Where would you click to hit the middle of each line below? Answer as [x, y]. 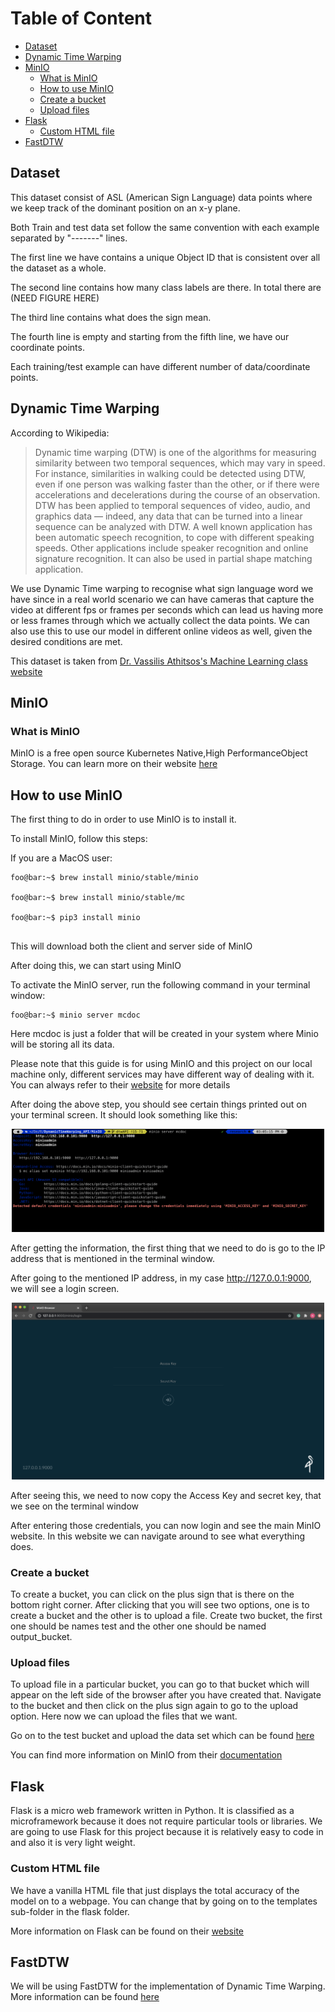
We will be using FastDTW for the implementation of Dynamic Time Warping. [168, 1986]
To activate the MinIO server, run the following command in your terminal [160, 985]
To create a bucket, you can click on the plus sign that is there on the [152, 1594]
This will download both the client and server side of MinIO [131, 946]
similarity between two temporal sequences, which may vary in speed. [180, 463]
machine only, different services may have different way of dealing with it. [162, 1074]
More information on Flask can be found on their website [127, 1931]
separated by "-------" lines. [69, 238]
